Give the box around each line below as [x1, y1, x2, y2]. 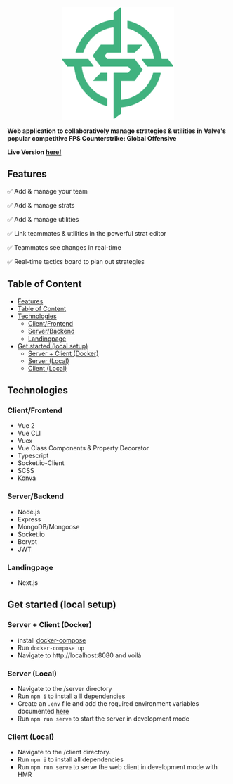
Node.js [17, 507, 41, 516]
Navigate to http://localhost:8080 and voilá [17, 651, 142, 659]
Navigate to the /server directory [17, 684, 112, 693]
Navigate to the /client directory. [17, 748, 111, 757]
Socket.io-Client [17, 459, 65, 467]
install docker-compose [17, 636, 86, 644]
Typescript [17, 451, 49, 460]
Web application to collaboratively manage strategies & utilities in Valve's [7, 127, 227, 135]
